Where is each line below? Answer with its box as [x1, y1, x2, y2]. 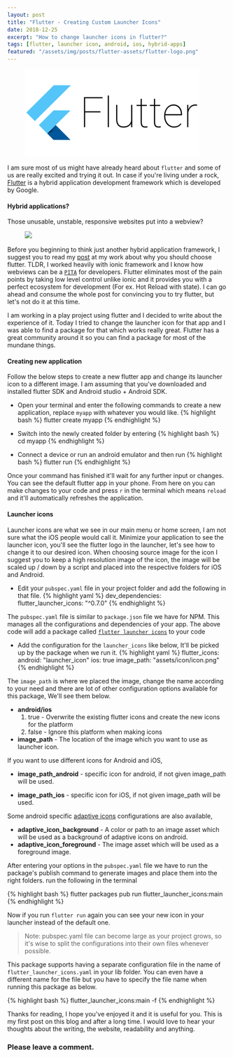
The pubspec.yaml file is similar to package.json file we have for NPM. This [7, 612, 220, 620]
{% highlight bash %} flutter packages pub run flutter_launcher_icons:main [7, 889, 223, 898]
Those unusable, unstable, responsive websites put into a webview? [7, 217, 204, 226]
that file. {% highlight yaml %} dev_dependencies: [17, 591, 162, 599]
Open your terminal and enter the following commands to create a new [17, 401, 222, 409]
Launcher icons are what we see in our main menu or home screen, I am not [7, 526, 227, 534]
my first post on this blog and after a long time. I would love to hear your [7, 1017, 215, 1025]
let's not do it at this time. [7, 298, 80, 306]
